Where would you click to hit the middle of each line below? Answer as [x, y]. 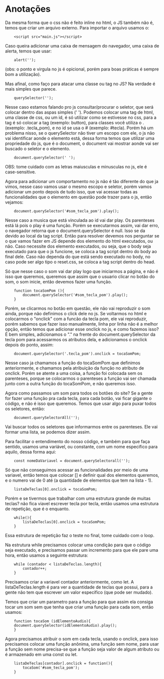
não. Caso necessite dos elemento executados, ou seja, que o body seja [78, 246]
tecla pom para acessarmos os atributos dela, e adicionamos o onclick [76, 339]
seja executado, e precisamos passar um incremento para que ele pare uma [82, 550]
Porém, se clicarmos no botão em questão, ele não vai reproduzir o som [78, 308]
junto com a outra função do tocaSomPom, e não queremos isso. [70, 383]
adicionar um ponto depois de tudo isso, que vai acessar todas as [71, 191]
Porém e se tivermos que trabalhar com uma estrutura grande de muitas [78, 498]
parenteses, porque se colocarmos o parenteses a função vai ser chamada [81, 378]
